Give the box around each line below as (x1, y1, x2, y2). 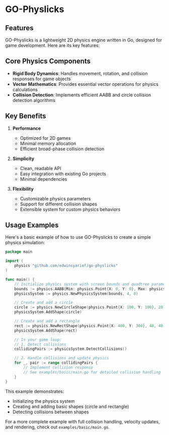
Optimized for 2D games (20, 135, 71, 141)
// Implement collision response (23, 365, 94, 370)
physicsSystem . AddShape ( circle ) (14, 309, 82, 315)
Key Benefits (5, 112, 46, 121)
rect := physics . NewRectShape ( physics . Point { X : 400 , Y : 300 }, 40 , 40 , (14, 323, 165, 329)
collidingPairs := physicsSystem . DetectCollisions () (14, 347, 127, 352)
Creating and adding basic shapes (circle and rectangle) (12, 403, 129, 409)
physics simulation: (5, 240, 45, 246)
